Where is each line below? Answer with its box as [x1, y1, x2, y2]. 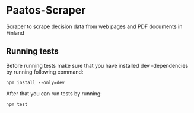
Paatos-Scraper [6, 4, 86, 17]
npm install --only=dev [6, 79, 65, 85]
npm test [6, 101, 28, 107]
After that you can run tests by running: [6, 89, 102, 97]
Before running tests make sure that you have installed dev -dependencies [6, 62, 189, 69]
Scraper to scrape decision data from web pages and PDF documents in [6, 23, 183, 30]
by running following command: [6, 68, 84, 75]
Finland [6, 29, 25, 36]
